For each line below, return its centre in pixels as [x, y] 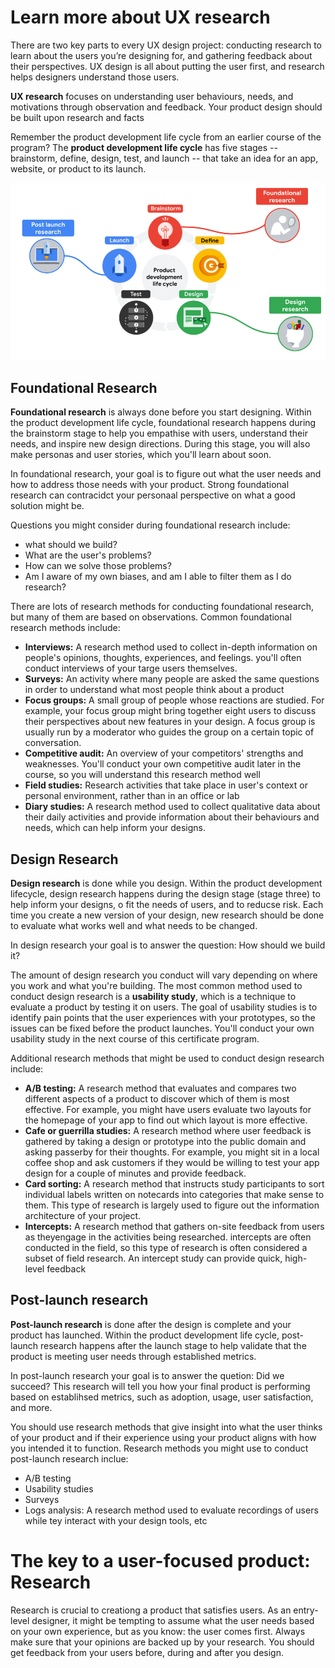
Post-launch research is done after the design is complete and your [151, 1324]
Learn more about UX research [140, 17]
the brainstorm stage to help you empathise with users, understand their [159, 433]
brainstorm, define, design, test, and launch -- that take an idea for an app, [164, 158]
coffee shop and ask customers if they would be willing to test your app [172, 1163]
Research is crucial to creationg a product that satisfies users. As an [151, 1610]
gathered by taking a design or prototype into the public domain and [165, 1142]
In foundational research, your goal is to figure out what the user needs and [166, 474]
